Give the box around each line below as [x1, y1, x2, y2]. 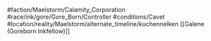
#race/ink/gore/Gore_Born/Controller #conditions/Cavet [7, 13, 165, 21]
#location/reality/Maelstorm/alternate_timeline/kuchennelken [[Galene [7, 20, 205, 28]
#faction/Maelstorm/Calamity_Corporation [7, 6, 125, 13]
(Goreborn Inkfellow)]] [7, 27, 71, 35]
